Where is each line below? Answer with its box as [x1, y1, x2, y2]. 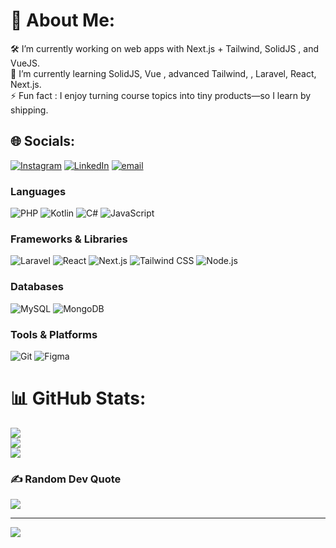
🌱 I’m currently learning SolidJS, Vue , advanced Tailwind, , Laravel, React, [10, 67, 317, 79]
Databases [10, 280, 64, 294]
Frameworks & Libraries [10, 232, 128, 246]
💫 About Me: [10, 9, 116, 32]
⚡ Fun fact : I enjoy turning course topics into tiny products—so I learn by [10, 89, 312, 101]
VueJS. [10, 57, 41, 69]
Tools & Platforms [10, 327, 98, 341]
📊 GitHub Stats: [10, 387, 147, 410]
